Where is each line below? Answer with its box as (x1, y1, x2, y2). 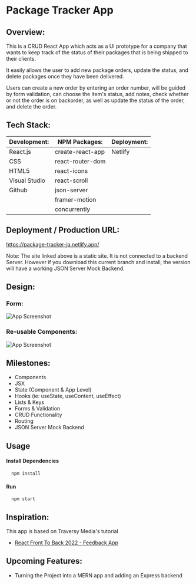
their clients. (6, 55, 36, 62)
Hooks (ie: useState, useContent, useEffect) (14, 393, 122, 400)
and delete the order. (6, 103, 57, 110)
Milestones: (6, 358, 51, 368)
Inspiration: (6, 512, 49, 522)
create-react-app (55, 147, 105, 156)
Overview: (6, 27, 45, 37)
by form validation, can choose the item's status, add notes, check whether (6, 91, 189, 97)
